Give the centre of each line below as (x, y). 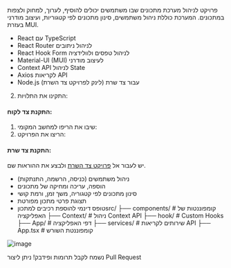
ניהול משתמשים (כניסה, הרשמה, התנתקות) (73, 179)
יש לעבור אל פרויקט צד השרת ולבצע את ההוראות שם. (77, 166)
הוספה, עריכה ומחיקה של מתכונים (61, 186)
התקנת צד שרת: (29, 150)
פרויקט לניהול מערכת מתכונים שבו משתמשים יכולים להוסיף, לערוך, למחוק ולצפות (112, 10)
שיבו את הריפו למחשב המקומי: (57, 127)
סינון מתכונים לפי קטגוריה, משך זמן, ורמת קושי (77, 194)
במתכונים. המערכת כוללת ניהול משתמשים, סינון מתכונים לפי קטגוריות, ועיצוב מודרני (116, 17)
